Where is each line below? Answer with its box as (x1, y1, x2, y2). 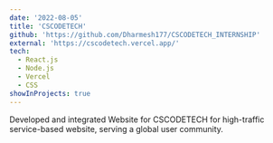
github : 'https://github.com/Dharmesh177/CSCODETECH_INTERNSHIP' (9, 30, 260, 39)
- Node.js (17, 64, 54, 73)
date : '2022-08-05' (9, 13, 83, 23)
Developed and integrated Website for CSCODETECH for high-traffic (9, 114, 265, 125)
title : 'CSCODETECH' (9, 22, 88, 31)
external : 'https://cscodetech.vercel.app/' (9, 38, 180, 48)
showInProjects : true (9, 89, 91, 98)
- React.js (17, 55, 59, 64)
